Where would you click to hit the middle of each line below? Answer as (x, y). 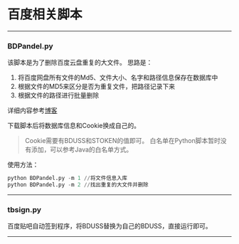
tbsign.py (24, 209)
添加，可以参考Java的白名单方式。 (82, 149)
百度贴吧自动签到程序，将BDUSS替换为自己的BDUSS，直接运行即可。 (110, 226)
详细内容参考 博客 (32, 110)
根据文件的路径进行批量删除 (58, 95)
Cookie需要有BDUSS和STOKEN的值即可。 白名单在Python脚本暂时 (122, 141)
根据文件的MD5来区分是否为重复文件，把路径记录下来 (96, 87)
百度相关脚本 (45, 15)
